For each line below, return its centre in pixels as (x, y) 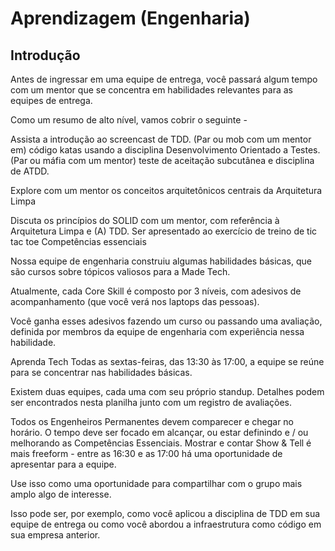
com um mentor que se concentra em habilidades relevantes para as (151, 90)
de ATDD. (30, 171)
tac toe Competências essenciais (78, 241)
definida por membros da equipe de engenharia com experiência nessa (157, 331)
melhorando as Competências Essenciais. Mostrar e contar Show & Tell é (161, 443)
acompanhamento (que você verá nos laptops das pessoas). (135, 301)
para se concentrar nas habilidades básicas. (101, 372)
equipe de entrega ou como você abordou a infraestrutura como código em (166, 524)
